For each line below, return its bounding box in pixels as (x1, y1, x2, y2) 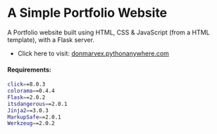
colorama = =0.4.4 (7, 88, 55, 95)
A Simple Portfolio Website (7, 5, 168, 21)
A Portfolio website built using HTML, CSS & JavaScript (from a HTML (7, 28, 210, 36)
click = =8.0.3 (7, 81, 46, 88)
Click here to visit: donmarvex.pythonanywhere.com (17, 49, 169, 58)
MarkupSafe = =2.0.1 (7, 114, 61, 121)
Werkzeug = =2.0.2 (7, 120, 55, 127)
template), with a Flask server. (7, 35, 95, 43)
